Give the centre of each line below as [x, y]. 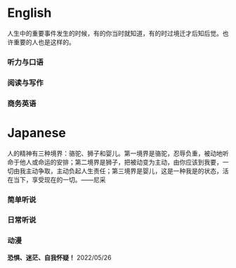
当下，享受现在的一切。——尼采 [59, 179]
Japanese [37, 133]
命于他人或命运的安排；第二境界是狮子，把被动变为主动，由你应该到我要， [115, 162]
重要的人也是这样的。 [44, 42]
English [29, 13]
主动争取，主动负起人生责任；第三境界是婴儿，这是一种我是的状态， [124, 171]
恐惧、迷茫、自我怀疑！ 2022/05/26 [59, 257]
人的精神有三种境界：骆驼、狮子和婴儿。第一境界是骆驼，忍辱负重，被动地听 [118, 153]
